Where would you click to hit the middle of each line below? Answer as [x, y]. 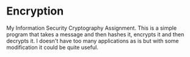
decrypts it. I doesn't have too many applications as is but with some [93, 41]
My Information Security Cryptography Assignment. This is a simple [92, 28]
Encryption [35, 11]
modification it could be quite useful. [53, 47]
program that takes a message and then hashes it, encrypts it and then [95, 34]
